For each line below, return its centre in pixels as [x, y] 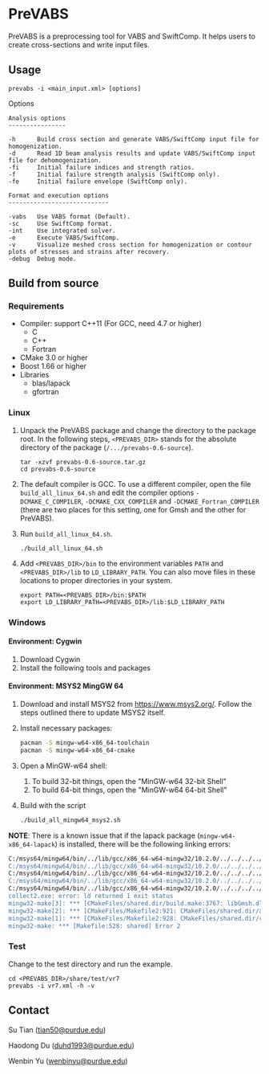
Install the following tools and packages [85, 668]
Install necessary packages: [66, 729]
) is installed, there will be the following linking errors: [143, 843]
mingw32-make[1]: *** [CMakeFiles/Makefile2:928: [93, 918]
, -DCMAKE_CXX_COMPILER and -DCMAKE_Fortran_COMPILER [171, 501]
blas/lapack [51, 383]
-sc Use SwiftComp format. [60, 223]
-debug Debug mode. [43, 259]
